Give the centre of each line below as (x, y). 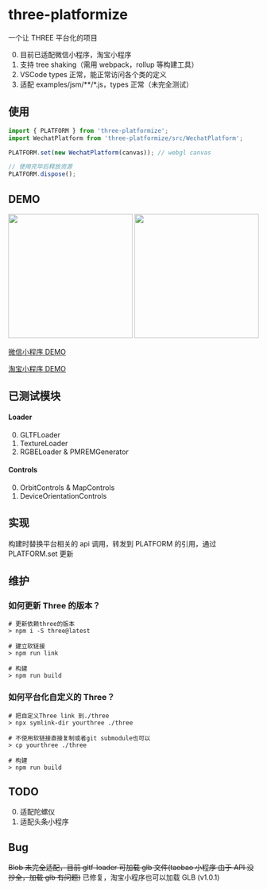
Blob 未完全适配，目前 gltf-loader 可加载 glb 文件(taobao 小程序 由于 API (127, 868)
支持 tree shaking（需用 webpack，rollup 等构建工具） (109, 64)
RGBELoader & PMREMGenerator (74, 452)
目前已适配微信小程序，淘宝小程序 (75, 54)
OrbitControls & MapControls (67, 488)
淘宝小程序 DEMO (37, 368)
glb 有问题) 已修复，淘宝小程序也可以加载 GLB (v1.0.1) (132, 877)
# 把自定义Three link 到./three (59, 716)
